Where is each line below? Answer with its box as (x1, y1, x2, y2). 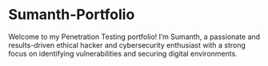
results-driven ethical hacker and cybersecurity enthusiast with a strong (8, 40, 246, 49)
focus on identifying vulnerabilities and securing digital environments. (8, 49, 238, 58)
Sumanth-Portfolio (8, 6, 135, 24)
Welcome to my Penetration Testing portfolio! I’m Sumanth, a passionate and (8, 32, 261, 41)
